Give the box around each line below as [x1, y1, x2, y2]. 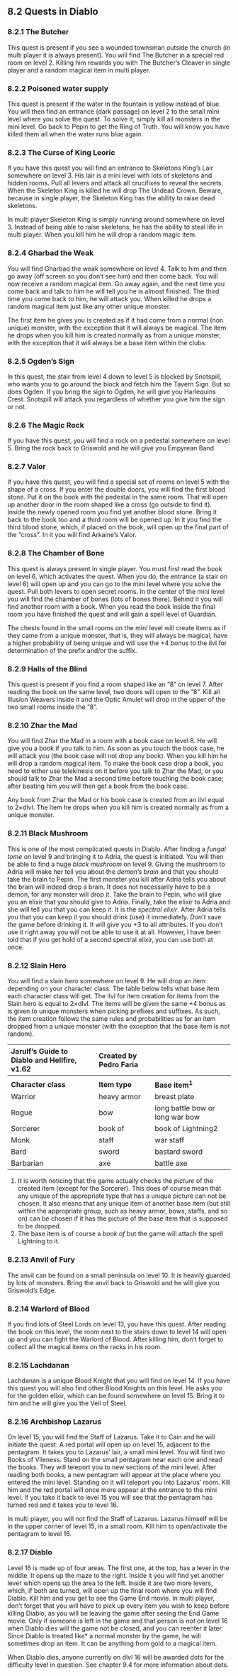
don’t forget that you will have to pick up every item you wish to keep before [7, 1601, 229, 1610]
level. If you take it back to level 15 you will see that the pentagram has [7, 1493, 213, 1502]
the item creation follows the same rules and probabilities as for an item [7, 1014, 216, 1022]
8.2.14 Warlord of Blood [7, 1304, 90, 1314]
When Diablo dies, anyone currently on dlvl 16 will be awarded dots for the [7, 1653, 225, 1661]
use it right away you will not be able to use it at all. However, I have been [7, 927, 221, 936]
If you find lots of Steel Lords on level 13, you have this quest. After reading [7, 1319, 227, 1328]
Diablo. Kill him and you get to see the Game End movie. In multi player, [7, 1594, 215, 1602]
